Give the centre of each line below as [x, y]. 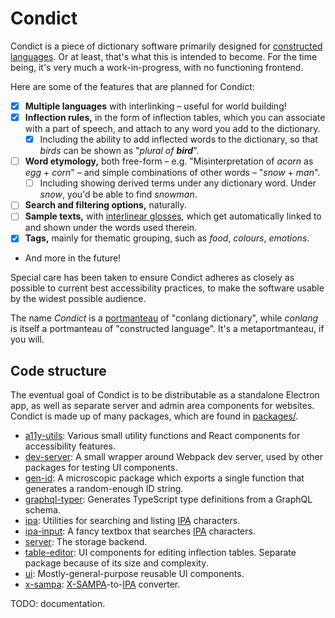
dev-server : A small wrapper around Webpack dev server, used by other [173, 457]
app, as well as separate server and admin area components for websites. [162, 406]
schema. [42, 510]
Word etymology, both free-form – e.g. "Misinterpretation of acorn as [169, 161]
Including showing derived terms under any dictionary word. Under [178, 183]
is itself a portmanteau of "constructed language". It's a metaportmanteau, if [167, 329]
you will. [27, 339]
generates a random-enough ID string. [104, 489]
